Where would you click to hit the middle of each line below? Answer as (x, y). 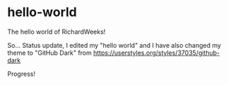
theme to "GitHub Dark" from (49, 53)
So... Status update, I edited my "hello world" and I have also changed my (114, 45)
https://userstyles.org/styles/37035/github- (156, 53)
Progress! (21, 74)
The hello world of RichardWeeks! (56, 32)
